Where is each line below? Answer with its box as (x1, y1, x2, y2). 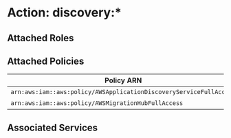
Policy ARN (104, 76, 142, 85)
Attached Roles (7, 32, 74, 44)
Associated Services (7, 122, 98, 133)
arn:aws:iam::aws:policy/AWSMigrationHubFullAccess (10, 100, 184, 107)
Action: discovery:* (7, 5, 122, 21)
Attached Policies (7, 55, 85, 67)
